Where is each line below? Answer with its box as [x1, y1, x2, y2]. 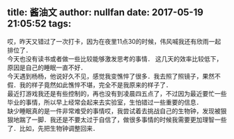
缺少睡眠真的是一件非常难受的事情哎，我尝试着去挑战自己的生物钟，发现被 [7, 106, 221, 115]
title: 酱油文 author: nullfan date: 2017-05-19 [7, 6, 204, 19]
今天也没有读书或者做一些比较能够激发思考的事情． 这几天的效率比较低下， [7, 54, 223, 63]
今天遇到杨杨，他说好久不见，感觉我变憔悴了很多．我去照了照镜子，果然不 [7, 72, 221, 80]
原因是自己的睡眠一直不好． [7, 63, 87, 72]
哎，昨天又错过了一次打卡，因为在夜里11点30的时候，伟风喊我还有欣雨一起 [7, 37, 221, 45]
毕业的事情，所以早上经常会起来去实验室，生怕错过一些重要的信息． [7, 98, 203, 106]
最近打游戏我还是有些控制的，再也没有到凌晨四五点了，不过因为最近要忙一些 [7, 89, 227, 97]
